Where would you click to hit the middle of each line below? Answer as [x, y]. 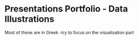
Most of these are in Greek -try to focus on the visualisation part [69, 32]
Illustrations [29, 19]
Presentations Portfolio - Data [66, 9]
